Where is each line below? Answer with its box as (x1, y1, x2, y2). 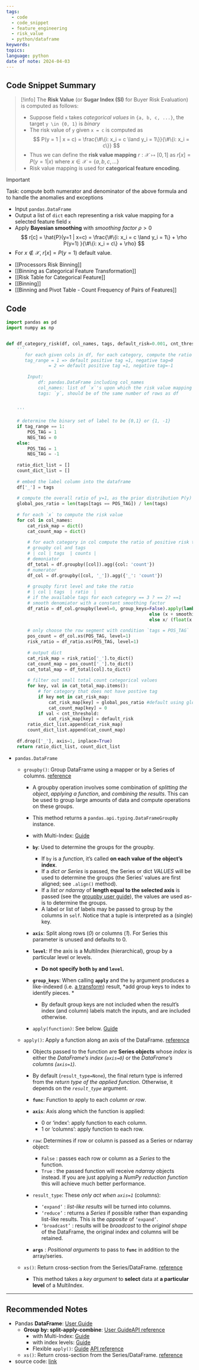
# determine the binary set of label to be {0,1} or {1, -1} (17, 418, 171, 424)
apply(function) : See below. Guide (32, 1025, 118, 1032)
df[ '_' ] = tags (17, 484, 54, 490)
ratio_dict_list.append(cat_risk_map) (27, 722, 123, 728)
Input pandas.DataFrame (14, 205, 72, 213)
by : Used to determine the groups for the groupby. (32, 843, 155, 851)
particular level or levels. (32, 953, 92, 960)
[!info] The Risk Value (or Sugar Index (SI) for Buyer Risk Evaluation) (20, 96, 188, 103)
